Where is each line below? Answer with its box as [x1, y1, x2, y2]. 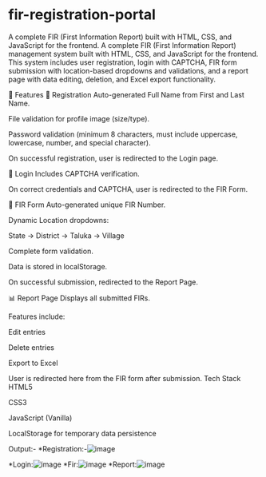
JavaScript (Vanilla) [8, 413, 73, 423]
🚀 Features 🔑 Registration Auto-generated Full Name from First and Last [8, 89, 245, 99]
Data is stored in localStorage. [8, 261, 108, 271]
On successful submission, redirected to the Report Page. [8, 277, 198, 287]
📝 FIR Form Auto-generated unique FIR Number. [8, 200, 166, 209]
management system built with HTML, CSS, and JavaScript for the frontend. [8, 49, 259, 58]
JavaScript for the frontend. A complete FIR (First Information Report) [8, 40, 237, 50]
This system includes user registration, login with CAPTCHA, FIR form [8, 58, 237, 67]
